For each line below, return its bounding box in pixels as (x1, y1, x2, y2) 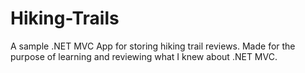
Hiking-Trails (10, 7, 120, 30)
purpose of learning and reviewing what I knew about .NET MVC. (10, 50, 278, 62)
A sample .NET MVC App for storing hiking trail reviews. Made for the (10, 40, 296, 52)
